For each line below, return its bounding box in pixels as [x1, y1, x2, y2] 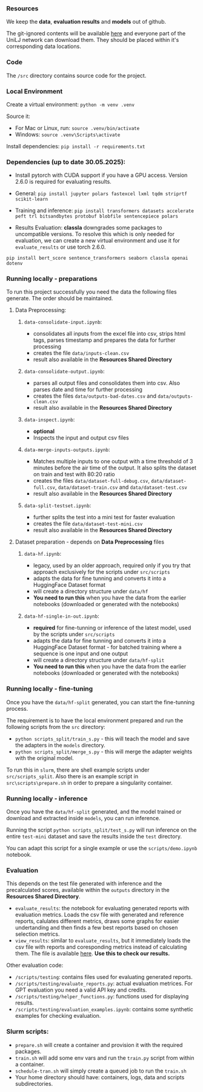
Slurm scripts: [6, 1028, 49, 1036]
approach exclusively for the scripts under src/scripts [33, 568, 170, 576]
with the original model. [15, 754, 74, 761]
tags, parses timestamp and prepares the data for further [33, 336, 176, 344]
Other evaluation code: [6, 962, 64, 969]
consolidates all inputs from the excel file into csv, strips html [33, 330, 186, 337]
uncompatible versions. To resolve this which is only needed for [15, 230, 175, 238]
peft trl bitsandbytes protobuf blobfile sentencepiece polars [15, 213, 179, 219]
